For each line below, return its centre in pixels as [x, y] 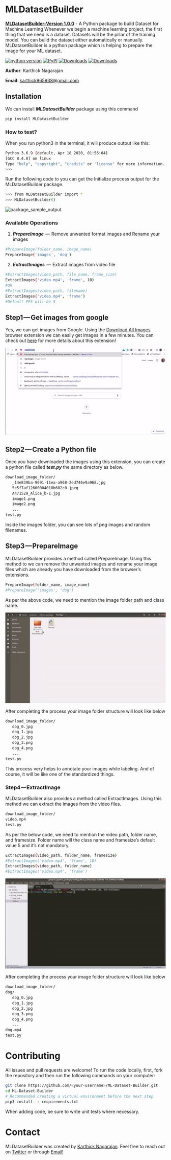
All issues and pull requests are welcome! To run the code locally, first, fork [84, 1070]
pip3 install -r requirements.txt [42, 1102]
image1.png [24, 499]
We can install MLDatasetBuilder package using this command [72, 109]
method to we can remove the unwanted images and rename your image [81, 564]
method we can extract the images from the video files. [63, 804]
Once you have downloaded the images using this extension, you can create [85, 462]
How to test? [21, 132]
